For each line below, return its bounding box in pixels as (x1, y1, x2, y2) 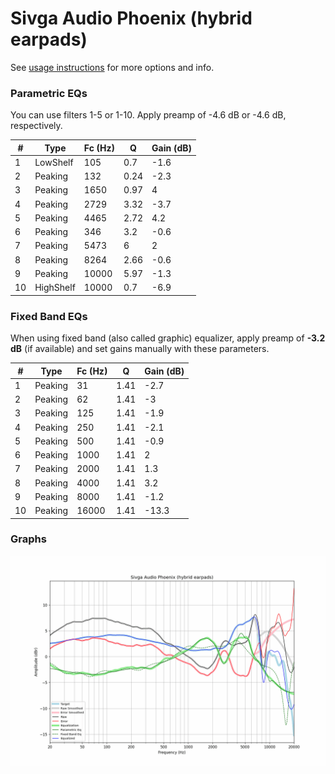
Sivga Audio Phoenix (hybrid (10, 7, 253, 30)
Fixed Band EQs (10, 309, 88, 323)
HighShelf (34, 282, 76, 294)
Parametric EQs (10, 86, 88, 100)
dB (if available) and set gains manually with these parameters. (10, 343, 270, 355)
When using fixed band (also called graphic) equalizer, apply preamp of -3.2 (10, 332, 326, 344)
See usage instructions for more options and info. (10, 61, 215, 73)
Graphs (10, 532, 47, 546)
